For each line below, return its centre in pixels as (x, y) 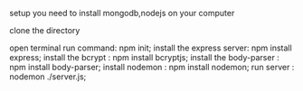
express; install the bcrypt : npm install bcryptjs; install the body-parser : (145, 57)
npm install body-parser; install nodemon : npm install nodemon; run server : (152, 67)
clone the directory (45, 30)
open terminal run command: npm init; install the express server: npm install (151, 48)
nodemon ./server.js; (48, 77)
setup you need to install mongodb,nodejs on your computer (122, 13)
